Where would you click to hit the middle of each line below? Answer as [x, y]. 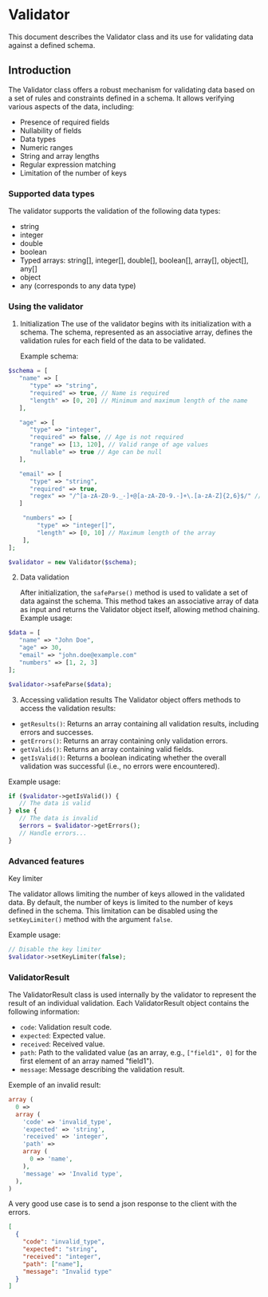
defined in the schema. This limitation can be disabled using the [113, 911]
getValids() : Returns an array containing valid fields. [106, 749]
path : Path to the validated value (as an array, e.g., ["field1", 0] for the [138, 1053]
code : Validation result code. [66, 1027]
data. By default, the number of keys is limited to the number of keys [121, 903]
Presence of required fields [65, 122]
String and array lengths [59, 156]
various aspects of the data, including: [71, 106]
